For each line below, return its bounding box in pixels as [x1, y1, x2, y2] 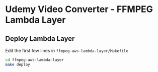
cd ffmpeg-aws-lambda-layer [5, 57, 64, 62]
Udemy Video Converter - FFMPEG [5, 4, 153, 15]
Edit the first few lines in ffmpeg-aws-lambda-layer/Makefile [5, 48, 128, 53]
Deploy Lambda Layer [5, 34, 75, 43]
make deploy [5, 62, 30, 67]
